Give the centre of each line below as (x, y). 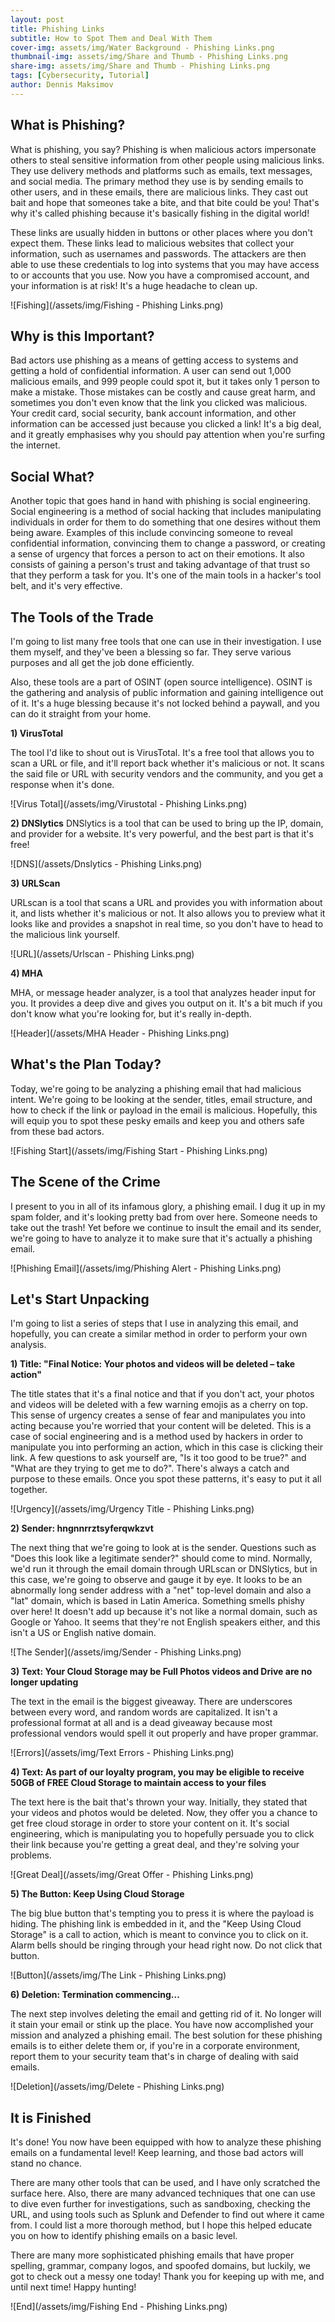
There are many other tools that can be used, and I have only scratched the (165, 2183)
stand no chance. (46, 2163)
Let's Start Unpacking (80, 1299)
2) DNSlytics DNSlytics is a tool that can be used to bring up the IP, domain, (167, 823)
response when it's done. (62, 784)
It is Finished (51, 2117)
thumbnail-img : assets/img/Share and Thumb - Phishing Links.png (149, 57)
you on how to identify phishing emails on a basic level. (124, 2236)
